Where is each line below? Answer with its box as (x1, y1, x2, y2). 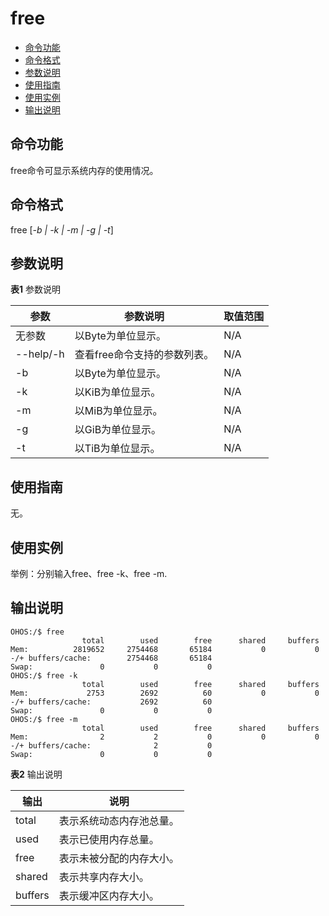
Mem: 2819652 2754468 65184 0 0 (10, 644, 320, 654)
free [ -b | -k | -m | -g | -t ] (10, 223, 114, 236)
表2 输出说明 (10, 768, 63, 780)
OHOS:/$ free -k (10, 670, 78, 681)
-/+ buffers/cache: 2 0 (10, 740, 213, 751)
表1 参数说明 (10, 283, 61, 296)
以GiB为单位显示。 (74, 423, 162, 437)
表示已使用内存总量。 (58, 832, 160, 846)
